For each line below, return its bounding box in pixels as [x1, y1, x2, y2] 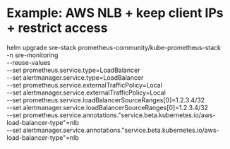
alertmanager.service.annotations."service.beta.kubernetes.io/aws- [23, 126, 219, 134]
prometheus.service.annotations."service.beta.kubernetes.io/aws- [23, 111, 216, 119]
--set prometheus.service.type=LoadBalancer [6, 66, 140, 74]
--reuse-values [6, 58, 51, 66]
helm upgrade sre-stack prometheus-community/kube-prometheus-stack [6, 43, 222, 52]
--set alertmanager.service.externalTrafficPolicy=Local [6, 88, 167, 97]
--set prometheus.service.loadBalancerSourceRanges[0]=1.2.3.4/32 [6, 95, 205, 104]
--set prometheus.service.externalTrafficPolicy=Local [6, 81, 163, 89]
